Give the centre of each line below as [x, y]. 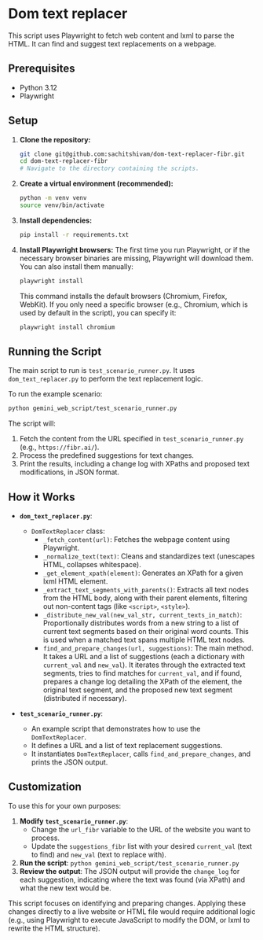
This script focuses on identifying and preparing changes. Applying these [127, 903]
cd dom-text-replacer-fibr [64, 161]
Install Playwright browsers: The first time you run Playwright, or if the [135, 249]
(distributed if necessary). [85, 699]
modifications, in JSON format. [69, 472]
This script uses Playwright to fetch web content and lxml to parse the [121, 35]
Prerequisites [42, 69]
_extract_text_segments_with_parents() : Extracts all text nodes [146, 590]
